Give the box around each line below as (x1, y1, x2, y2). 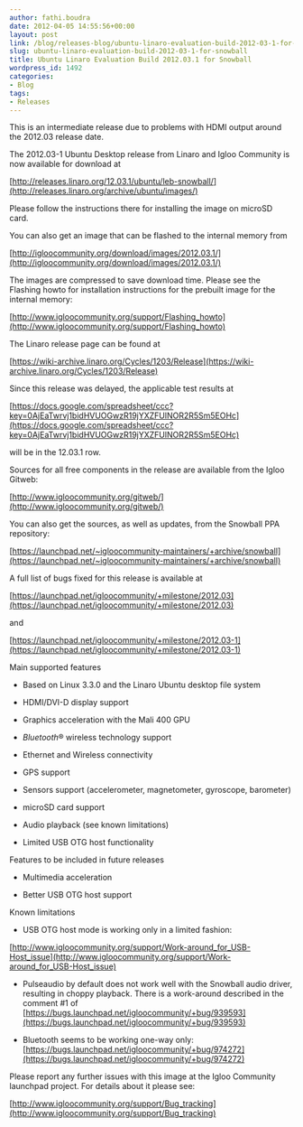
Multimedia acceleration (22, 872, 113, 883)
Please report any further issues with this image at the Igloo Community (9, 1071, 277, 1082)
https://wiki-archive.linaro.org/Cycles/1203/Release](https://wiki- (12, 356, 254, 367)
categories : (9, 72, 54, 81)
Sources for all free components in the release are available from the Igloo (9, 464, 285, 475)
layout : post (9, 30, 59, 39)
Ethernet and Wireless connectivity (22, 750, 153, 760)
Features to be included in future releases (9, 854, 165, 865)
